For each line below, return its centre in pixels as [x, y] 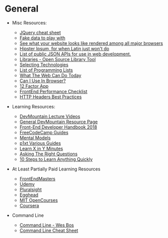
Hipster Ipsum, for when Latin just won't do [64, 48]
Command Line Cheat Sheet [49, 230]
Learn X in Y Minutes [41, 148]
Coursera [29, 205]
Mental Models [35, 138]
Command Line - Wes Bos [47, 225]
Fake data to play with [42, 38]
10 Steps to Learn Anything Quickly [56, 159]
